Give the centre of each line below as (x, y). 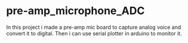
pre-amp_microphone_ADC (75, 11)
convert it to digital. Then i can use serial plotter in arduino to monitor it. (94, 33)
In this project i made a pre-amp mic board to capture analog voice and (94, 27)
